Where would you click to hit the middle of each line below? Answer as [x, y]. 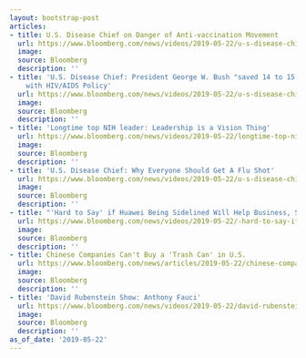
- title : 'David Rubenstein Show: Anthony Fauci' [106, 297]
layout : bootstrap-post [55, 18]
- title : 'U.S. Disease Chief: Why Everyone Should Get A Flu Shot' [142, 170]
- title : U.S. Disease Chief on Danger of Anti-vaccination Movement [144, 35]
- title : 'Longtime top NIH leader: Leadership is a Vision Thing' [140, 128]
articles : [28, 26]
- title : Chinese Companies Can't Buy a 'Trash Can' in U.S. [128, 255]
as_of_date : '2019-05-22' [58, 340]
